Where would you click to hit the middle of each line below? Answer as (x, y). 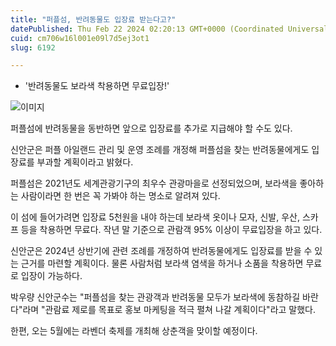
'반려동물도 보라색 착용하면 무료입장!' (97, 86)
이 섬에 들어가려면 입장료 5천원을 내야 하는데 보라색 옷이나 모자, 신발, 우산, (155, 217)
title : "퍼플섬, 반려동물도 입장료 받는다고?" (93, 19)
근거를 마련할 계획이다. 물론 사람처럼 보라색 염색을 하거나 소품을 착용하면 (162, 263)
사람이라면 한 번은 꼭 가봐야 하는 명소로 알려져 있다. (120, 196)
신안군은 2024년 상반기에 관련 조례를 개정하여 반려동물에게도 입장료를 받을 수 (161, 251)
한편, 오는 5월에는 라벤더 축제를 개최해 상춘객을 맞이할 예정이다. (134, 331)
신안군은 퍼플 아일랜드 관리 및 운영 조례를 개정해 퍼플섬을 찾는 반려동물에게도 (160, 150)
